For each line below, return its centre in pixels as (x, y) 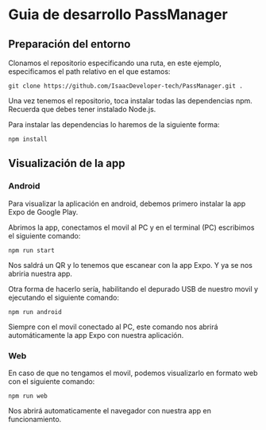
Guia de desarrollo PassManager (118, 15)
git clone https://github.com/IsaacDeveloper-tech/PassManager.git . (126, 86)
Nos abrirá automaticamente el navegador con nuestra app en (110, 410)
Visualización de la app (67, 163)
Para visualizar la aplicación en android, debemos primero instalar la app (127, 203)
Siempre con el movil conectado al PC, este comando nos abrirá (113, 327)
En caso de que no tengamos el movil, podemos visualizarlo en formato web (133, 373)
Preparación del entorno (69, 44)
